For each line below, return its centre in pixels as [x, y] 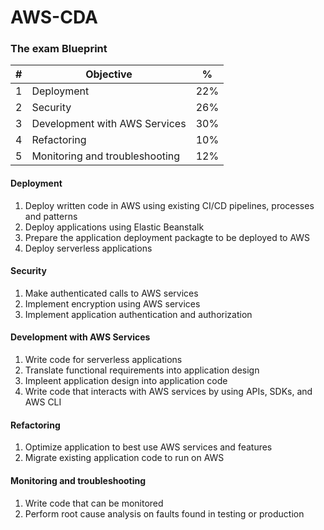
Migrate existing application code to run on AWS [124, 458]
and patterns [51, 216]
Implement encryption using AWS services [112, 303]
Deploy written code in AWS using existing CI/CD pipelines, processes [169, 205]
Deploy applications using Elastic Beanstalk [114, 227]
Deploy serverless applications [88, 248]
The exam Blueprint [59, 49]
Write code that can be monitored [94, 503]
